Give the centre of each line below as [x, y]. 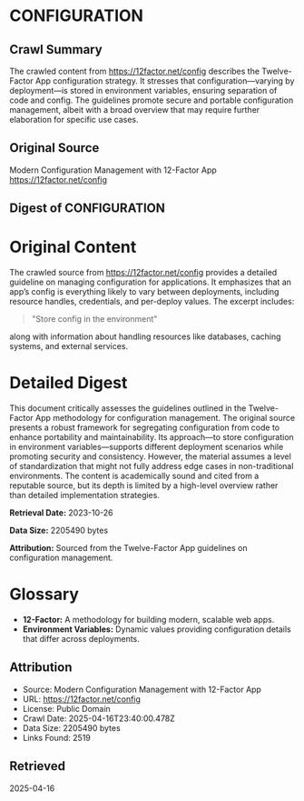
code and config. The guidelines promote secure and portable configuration [152, 100]
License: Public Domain [66, 708]
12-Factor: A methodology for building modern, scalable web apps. [148, 620]
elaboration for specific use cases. [74, 120]
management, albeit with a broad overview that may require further [135, 110]
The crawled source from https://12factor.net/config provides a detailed [143, 273]
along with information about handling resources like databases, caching [145, 336]
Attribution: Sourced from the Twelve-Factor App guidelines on [128, 548]
